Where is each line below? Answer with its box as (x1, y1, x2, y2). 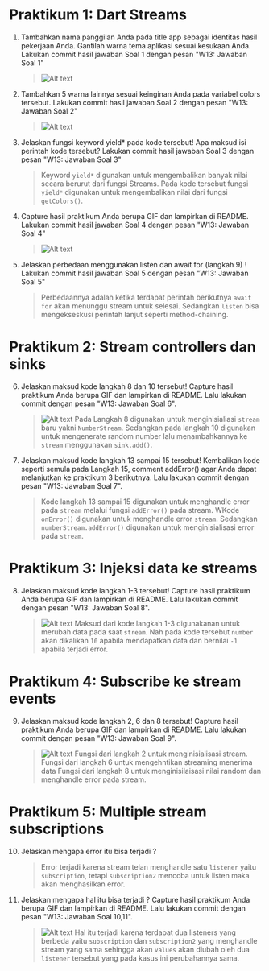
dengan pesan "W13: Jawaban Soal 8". (20, 602, 151, 613)
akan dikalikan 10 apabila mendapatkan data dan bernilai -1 (40, 635, 238, 645)
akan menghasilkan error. (40, 879, 126, 889)
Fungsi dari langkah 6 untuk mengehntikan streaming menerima (40, 757, 253, 766)
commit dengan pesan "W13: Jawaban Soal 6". (20, 399, 176, 408)
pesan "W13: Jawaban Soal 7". (20, 481, 123, 490)
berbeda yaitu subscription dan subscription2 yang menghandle (40, 936, 258, 945)
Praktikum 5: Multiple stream (9, 803, 208, 820)
